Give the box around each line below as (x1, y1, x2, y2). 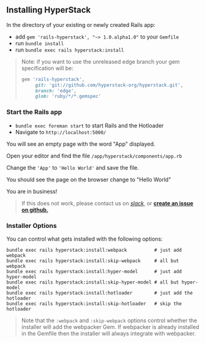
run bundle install (15, 39, 64, 47)
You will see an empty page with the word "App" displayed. (6, 140, 155, 148)
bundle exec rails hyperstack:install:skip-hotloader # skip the (6, 300, 182, 307)
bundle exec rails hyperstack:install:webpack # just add (6, 247, 182, 253)
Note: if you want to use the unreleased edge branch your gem (21, 58, 181, 65)
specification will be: (21, 64, 73, 72)
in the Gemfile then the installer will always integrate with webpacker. (21, 330, 196, 337)
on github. (21, 206, 49, 213)
